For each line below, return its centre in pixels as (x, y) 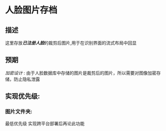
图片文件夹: (19, 112)
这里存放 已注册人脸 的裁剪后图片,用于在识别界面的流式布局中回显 (71, 43)
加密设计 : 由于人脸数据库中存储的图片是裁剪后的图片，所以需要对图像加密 (81, 73)
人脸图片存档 (31, 10)
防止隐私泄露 (27, 79)
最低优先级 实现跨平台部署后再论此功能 (45, 123)
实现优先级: (23, 97)
